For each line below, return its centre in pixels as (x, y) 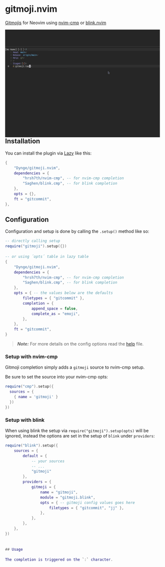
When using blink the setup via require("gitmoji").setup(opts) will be (77, 431)
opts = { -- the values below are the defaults (63, 293)
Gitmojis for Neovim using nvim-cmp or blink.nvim (56, 23)
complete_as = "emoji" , (55, 314)
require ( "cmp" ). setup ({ (29, 387)
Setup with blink (25, 420)
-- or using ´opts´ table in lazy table (47, 257)
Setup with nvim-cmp (31, 357)
